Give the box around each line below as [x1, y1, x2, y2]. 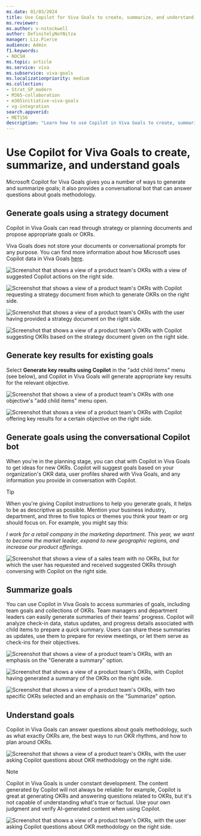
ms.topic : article [6, 59, 52, 65]
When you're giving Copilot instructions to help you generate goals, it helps [6, 500, 192, 507]
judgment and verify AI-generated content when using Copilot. [6, 805, 161, 813]
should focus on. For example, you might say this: [6, 519, 129, 526]
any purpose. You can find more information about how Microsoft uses [6, 248, 181, 256]
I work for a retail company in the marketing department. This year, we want [6, 530, 194, 537]
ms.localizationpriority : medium [6, 75, 90, 81]
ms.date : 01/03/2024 [6, 8, 58, 15]
